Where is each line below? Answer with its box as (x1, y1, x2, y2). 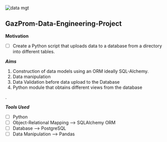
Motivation (5, 33, 29, 39)
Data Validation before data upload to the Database (12, 79, 120, 85)
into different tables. (12, 48, 55, 54)
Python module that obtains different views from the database (12, 84, 143, 90)
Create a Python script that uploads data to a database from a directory (12, 43, 162, 49)
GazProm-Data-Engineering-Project (5, 19, 122, 28)
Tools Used (5, 104, 29, 110)
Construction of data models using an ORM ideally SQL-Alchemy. (12, 68, 149, 74)
